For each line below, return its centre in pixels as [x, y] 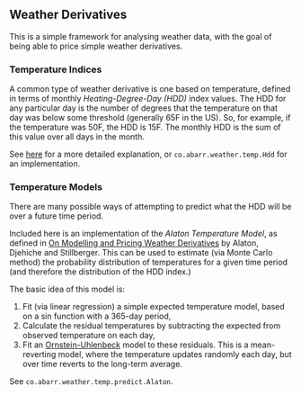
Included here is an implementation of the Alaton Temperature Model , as [143, 234]
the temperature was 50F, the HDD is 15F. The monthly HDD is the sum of [145, 127]
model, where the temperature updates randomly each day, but [175, 355]
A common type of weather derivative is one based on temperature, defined [150, 89]
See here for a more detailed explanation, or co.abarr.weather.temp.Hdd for [148, 154]
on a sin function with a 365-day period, [97, 316]
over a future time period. [57, 216]
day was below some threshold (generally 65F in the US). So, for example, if [150, 118]
